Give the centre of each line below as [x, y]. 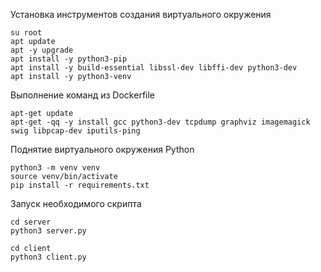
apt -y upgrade [42, 50]
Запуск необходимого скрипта [76, 203]
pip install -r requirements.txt [80, 185]
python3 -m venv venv [55, 168]
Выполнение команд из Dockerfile [83, 95]
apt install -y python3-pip [69, 59]
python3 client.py [48, 257]
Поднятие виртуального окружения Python [102, 149]
